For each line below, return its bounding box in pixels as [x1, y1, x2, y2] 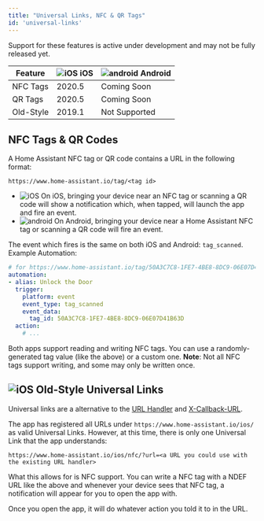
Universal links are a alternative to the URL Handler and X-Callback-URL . [8, 404, 244, 413]
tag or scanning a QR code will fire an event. [19, 225, 163, 235]
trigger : [15, 285, 44, 294]
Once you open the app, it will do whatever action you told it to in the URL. [8, 504, 248, 513]
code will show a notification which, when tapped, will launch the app [19, 200, 245, 209]
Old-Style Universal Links [35, 383, 163, 397]
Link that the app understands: [8, 436, 108, 445]
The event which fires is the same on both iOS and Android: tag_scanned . [8, 240, 244, 249]
